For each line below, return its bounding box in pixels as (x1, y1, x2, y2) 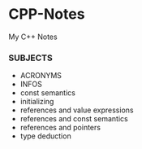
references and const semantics (19, 114, 128, 124)
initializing (19, 97, 54, 107)
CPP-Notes (8, 5, 85, 24)
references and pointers (19, 123, 101, 133)
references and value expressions (19, 105, 134, 115)
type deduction (19, 131, 71, 141)
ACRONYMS (19, 71, 62, 81)
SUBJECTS (8, 52, 53, 64)
